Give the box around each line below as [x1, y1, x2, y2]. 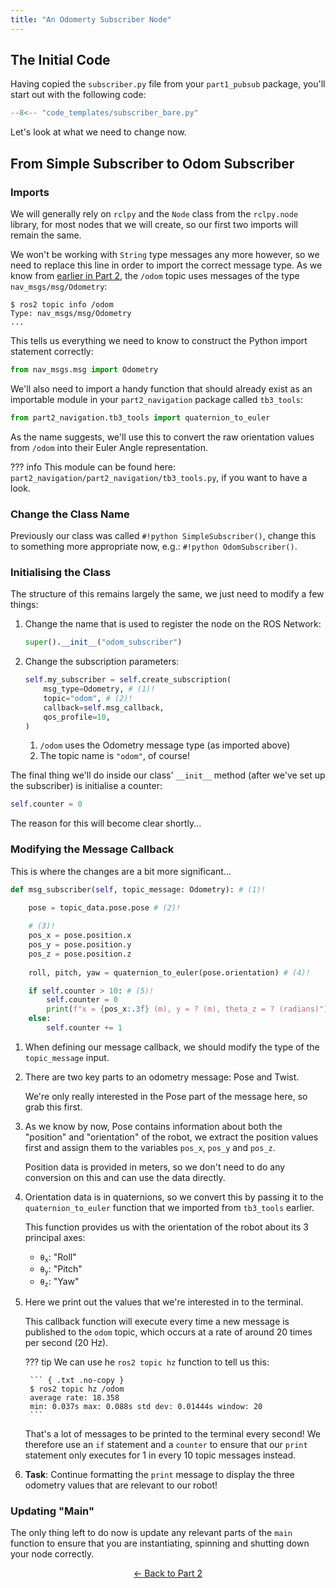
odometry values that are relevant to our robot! [24, 1479, 218, 1491]
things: [10, 599, 39, 611]
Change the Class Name [10, 507, 130, 521]
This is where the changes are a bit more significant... [10, 865, 232, 877]
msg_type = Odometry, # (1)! [43, 684, 156, 695]
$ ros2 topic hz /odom [29, 1384, 125, 1395]
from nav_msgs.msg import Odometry [10, 365, 159, 375]
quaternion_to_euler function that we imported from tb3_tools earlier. [24, 1201, 315, 1213]
